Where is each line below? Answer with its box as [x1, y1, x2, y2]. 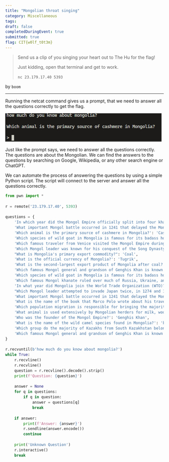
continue [23, 432, 42, 437]
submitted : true [5, 35, 39, 40]
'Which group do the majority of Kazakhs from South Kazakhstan [14, 325, 152, 331]
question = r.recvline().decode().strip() [14, 368, 105, 373]
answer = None [14, 384, 44, 389]
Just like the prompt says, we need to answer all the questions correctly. [5, 146, 155, 153]
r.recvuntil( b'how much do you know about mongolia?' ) [5, 347, 123, 352]
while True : [5, 352, 30, 358]
